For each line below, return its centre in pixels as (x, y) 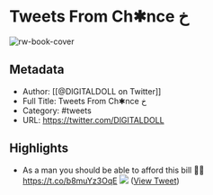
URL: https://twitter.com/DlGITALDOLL (93, 120)
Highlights (39, 149)
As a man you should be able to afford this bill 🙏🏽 (113, 170)
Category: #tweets (57, 111)
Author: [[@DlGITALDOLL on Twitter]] (92, 91)
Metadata (37, 70)
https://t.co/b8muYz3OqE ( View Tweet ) (101, 181)
